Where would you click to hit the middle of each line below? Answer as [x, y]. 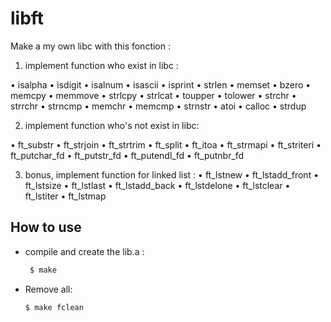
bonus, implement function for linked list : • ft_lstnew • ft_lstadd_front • [172, 174]
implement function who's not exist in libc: [112, 125]
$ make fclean [54, 307]
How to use [46, 227]
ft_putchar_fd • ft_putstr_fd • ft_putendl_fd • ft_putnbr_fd [127, 155]
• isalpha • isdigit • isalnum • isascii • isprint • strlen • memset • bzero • [161, 84]
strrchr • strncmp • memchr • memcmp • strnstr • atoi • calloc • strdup [158, 106]
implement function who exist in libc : [101, 65]
